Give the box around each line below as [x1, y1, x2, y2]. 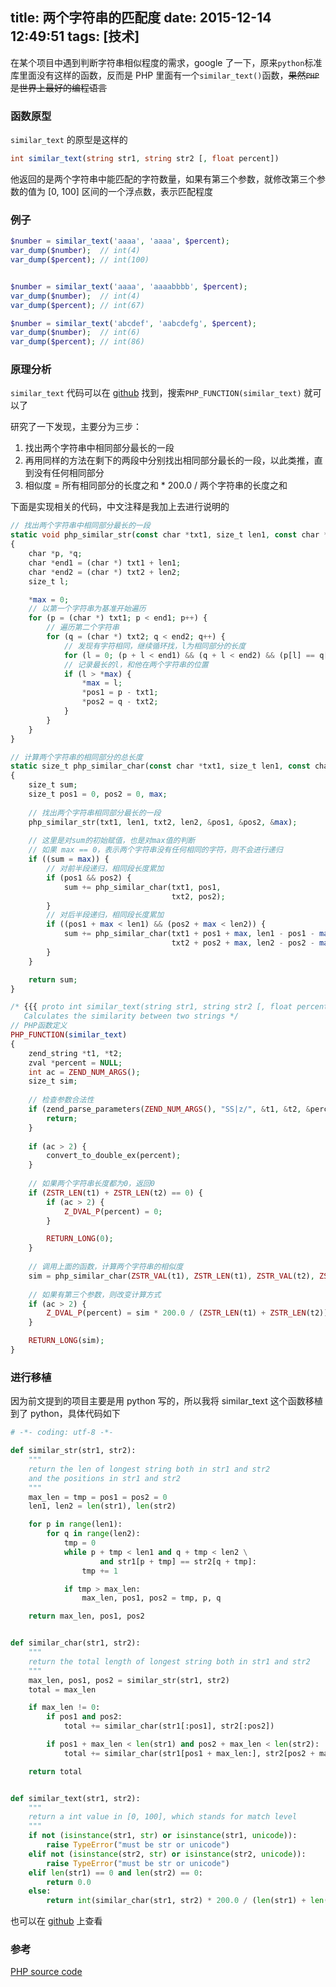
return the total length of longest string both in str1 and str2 [28, 1656, 311, 1667]
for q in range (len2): [46, 1529, 141, 1539]
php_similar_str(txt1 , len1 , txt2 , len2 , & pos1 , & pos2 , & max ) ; [28, 817, 298, 827]
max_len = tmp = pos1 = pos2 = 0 [28, 1492, 168, 1502]
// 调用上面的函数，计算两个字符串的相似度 [28, 1262, 184, 1272]
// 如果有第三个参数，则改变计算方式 [28, 1289, 162, 1300]
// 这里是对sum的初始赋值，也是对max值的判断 [28, 836, 196, 846]
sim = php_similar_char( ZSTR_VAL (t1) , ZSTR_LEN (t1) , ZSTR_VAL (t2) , [28, 1271, 315, 1281]
